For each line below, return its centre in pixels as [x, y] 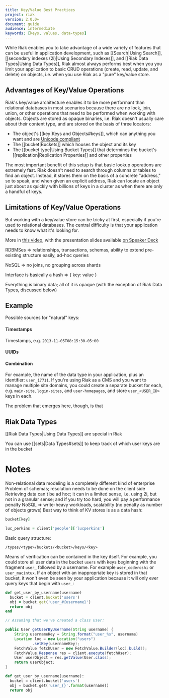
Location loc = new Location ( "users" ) [55, 639]
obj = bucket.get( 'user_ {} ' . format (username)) [59, 685]
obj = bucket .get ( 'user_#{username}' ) [51, 602]
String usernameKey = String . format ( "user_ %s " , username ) [76, 634]
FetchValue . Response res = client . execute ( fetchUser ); [73, 653]
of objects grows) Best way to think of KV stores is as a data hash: [74, 510]
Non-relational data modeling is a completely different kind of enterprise [80, 483]
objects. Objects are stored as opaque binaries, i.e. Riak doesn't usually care [84, 118]
